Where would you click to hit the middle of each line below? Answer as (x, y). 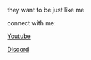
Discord (18, 49)
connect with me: (31, 23)
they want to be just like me (46, 10)
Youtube (19, 36)
